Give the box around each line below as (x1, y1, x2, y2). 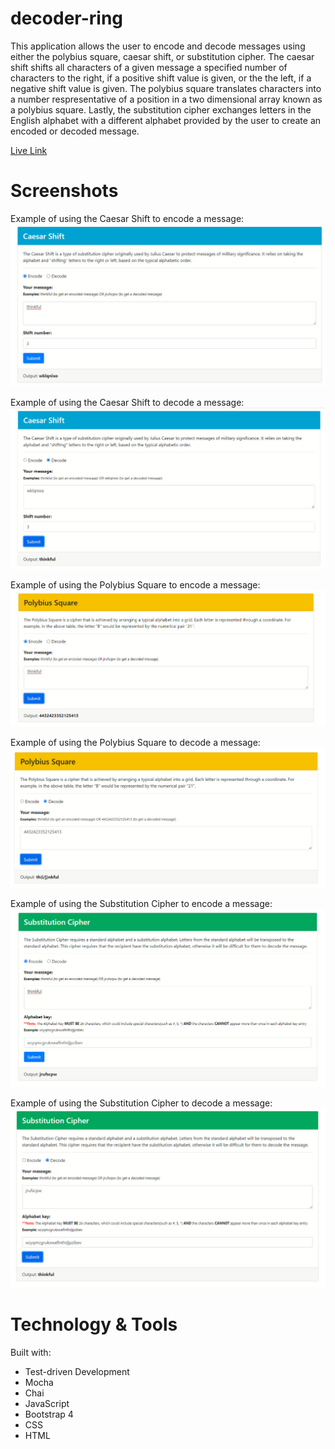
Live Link (10, 144, 48, 156)
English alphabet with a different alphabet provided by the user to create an (10, 114, 322, 126)
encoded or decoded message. (10, 125, 140, 137)
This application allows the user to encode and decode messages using (10, 40, 306, 52)
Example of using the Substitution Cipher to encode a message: (10, 898, 273, 910)
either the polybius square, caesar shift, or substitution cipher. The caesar (10, 50, 315, 62)
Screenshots (10, 180, 119, 202)
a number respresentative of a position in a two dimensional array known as (10, 93, 323, 105)
